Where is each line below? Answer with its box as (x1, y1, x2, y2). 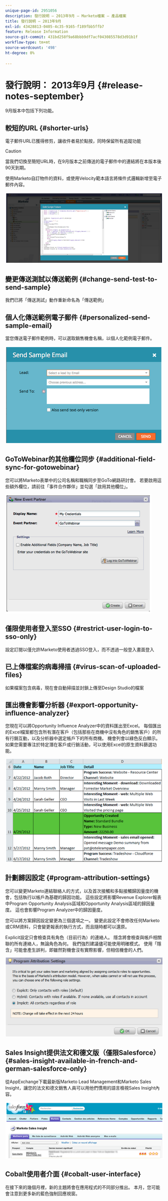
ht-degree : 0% (5, 50, 35, 55)
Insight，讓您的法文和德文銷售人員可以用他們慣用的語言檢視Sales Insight (5, 1085, 155, 1091)
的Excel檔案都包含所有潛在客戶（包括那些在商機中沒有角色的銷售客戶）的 (5, 729, 157, 735)
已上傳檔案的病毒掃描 (5, 663, 71, 671)
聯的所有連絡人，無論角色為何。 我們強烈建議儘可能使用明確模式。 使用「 (5, 941, 157, 947)
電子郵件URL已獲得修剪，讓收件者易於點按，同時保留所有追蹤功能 (5, 138, 141, 144)
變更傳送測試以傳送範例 (5, 275, 78, 283)
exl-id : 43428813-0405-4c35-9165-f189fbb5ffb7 (5, 24, 104, 29)
